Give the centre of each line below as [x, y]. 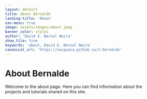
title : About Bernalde [28, 14]
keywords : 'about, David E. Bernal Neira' [48, 45]
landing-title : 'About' [29, 18]
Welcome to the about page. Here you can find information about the [74, 87]
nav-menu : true [20, 23]
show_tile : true [21, 41]
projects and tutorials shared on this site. [45, 92]
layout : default [21, 9]
